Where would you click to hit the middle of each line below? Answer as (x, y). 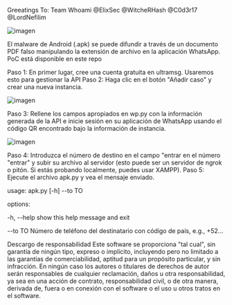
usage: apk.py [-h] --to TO (45, 191)
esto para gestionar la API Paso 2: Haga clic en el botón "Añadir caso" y (109, 80)
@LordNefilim (27, 17)
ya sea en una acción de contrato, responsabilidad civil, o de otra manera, (113, 281)
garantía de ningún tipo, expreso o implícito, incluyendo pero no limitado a (113, 251)
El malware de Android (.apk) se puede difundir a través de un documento (113, 44)
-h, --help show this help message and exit (69, 218)
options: (19, 204)
